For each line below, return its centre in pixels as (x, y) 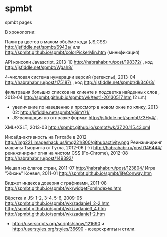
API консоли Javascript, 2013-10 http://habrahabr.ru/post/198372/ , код (79, 62)
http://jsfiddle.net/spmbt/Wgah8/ (39, 67)
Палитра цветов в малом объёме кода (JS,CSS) (56, 42)
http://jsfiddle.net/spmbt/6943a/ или (43, 47)
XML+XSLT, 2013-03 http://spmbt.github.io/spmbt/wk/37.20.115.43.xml (78, 127)
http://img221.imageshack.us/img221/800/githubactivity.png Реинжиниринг (83, 142)
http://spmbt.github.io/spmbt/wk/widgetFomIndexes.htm (63, 188)
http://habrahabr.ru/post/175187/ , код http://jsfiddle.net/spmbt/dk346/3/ (80, 82)
